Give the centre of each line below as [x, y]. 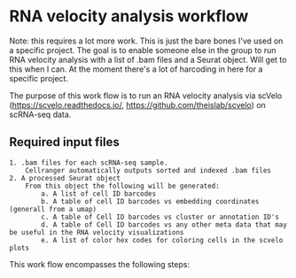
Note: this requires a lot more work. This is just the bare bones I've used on [146, 41]
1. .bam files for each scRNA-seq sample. [89, 162]
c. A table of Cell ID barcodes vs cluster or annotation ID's [160, 217]
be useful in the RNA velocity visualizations [97, 232]
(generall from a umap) [53, 209]
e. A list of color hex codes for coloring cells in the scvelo [162, 240]
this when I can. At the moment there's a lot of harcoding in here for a [136, 69]
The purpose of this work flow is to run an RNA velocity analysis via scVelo [146, 96]
